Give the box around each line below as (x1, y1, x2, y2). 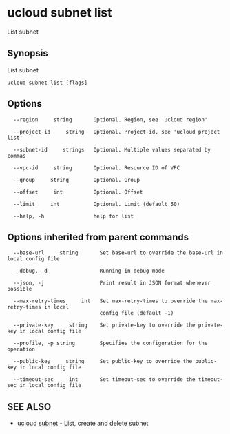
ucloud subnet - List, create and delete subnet (17, 419, 149, 428)
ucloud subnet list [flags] (7, 79, 88, 86)
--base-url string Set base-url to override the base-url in (13, 249, 224, 256)
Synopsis (7, 48, 48, 59)
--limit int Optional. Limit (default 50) (13, 200, 180, 207)
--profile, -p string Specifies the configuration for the (13, 340, 208, 347)
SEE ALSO (7, 401, 52, 413)
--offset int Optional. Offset (13, 188, 143, 196)
